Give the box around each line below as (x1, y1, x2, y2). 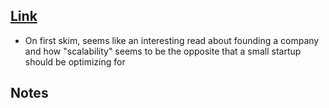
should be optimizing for (24, 55, 126, 68)
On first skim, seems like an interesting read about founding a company (24, 34, 320, 46)
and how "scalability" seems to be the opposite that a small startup (24, 45, 302, 57)
